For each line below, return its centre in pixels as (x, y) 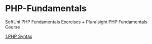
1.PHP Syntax (19, 36)
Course (13, 27)
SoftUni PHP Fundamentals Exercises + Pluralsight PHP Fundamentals (76, 22)
